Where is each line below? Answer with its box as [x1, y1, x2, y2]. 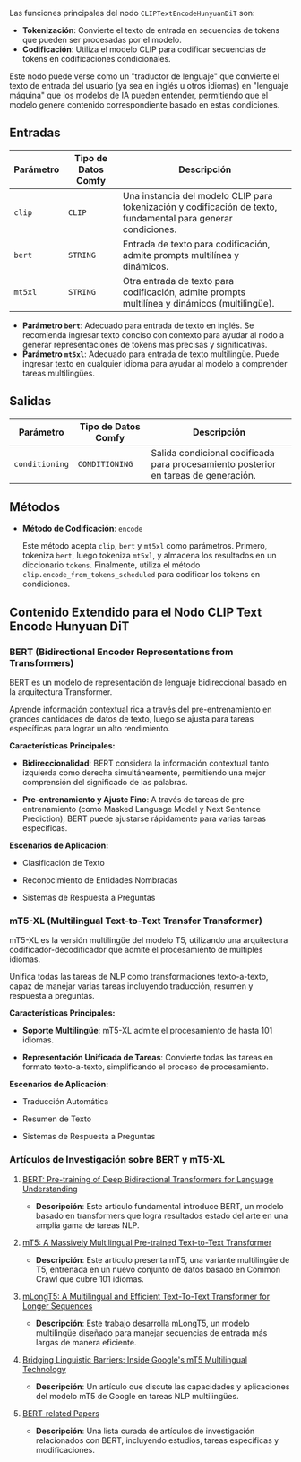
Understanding [21, 1183, 78, 1194]
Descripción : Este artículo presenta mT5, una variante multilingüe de [35, 1254, 290, 1265]
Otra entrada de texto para [122, 274, 235, 287]
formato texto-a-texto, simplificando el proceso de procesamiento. [21, 1061, 269, 1072]
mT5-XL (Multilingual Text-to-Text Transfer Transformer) [9, 914, 262, 927]
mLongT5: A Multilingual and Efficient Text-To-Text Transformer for [21, 1291, 271, 1302]
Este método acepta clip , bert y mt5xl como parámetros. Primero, [21, 541, 268, 551]
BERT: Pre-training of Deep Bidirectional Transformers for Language [21, 1173, 274, 1184]
